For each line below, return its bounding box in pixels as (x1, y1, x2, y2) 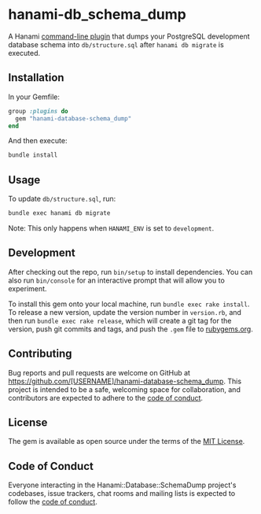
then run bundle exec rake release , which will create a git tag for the (8, 316, 232, 325)
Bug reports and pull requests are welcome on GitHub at (8, 368, 191, 377)
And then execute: (8, 136, 68, 146)
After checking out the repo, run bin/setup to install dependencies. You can (8, 267, 253, 276)
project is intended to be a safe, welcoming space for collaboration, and (8, 384, 241, 394)
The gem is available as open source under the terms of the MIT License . (8, 437, 245, 446)
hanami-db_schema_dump (8, 6, 186, 24)
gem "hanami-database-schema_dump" (15, 114, 132, 123)
